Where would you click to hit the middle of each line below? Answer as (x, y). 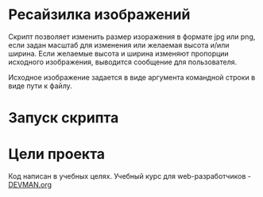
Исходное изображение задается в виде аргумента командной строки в (132, 77)
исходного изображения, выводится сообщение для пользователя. (122, 62)
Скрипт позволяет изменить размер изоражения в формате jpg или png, (132, 37)
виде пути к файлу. (41, 86)
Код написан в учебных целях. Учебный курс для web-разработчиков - (130, 176)
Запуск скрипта (64, 118)
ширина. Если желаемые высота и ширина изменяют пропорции (118, 53)
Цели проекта (57, 155)
